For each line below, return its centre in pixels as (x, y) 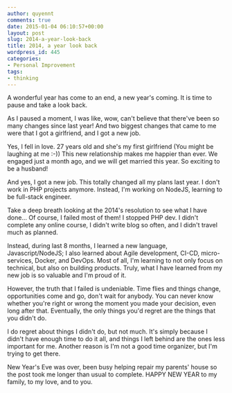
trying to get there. (34, 353)
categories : (24, 59)
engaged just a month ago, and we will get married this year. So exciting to (114, 161)
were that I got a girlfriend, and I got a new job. (74, 133)
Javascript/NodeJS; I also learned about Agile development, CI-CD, (103, 253)
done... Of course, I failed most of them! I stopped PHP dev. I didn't (103, 218)
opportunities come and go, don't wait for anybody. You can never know (110, 296)
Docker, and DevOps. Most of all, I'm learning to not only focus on (128, 261)
